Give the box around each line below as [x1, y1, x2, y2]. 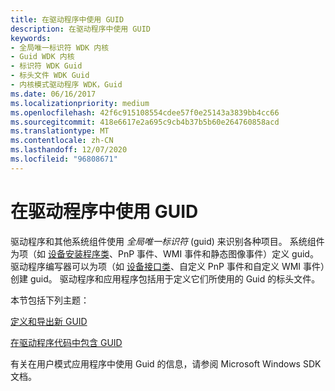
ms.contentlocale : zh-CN [10, 136, 114, 146]
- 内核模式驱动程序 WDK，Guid [10, 80, 123, 90]
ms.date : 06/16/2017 [10, 89, 97, 99]
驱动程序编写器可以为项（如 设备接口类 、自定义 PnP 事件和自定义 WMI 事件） [10, 260, 326, 272]
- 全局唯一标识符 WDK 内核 [10, 42, 110, 53]
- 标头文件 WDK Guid [10, 71, 90, 81]
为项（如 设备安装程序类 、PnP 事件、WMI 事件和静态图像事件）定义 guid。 [10, 247, 319, 260]
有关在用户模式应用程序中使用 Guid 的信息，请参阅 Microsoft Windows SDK [10, 357, 322, 370]
